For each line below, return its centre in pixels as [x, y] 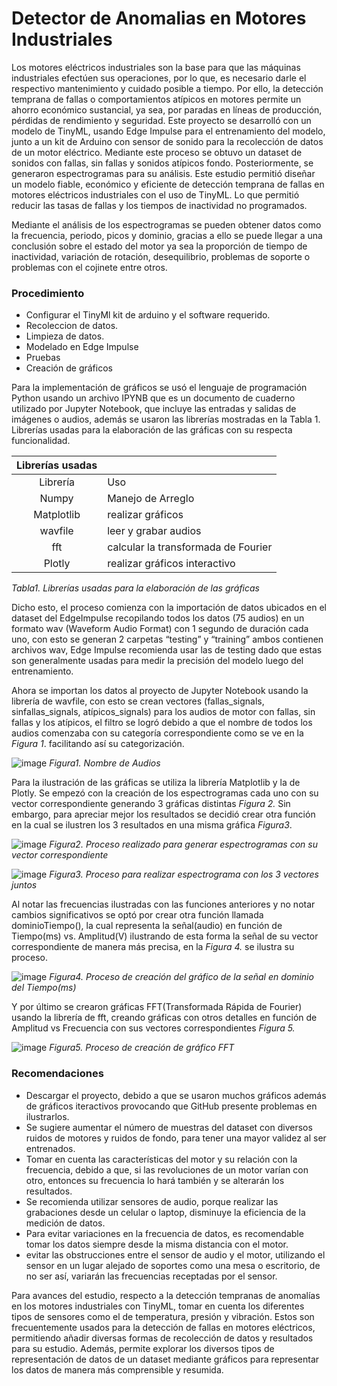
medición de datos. [65, 1223]
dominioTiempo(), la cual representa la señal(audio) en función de [147, 926]
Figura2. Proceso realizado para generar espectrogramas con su [183, 844]
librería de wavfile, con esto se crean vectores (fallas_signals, [138, 701]
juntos [24, 885]
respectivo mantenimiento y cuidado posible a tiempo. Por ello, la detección [167, 88]
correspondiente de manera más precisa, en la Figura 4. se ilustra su [153, 947]
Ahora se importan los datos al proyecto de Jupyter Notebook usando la [160, 691]
